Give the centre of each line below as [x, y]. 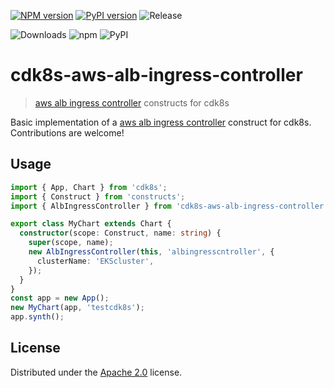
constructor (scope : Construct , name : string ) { [120, 233]
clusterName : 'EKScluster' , [95, 261]
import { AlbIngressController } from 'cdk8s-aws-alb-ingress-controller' [169, 206]
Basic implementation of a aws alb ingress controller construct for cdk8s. [161, 122]
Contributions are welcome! [67, 132]
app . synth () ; [37, 317]
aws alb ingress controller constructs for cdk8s [132, 102]
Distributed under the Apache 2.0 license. [96, 372]
